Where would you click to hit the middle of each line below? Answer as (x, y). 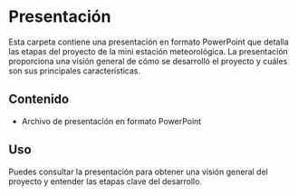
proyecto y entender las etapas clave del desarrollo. (106, 181)
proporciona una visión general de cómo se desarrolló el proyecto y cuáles (148, 61)
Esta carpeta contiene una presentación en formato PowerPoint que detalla (149, 42)
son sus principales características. (75, 71)
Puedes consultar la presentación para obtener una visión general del (138, 171)
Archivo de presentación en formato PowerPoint (111, 121)
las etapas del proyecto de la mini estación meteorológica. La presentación (149, 51)
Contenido (39, 99)
